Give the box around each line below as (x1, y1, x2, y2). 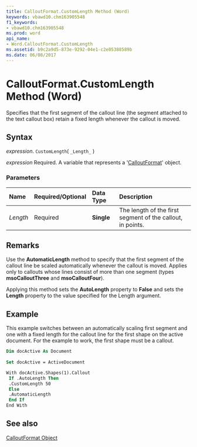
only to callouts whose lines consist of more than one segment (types (6, 269, 174, 276)
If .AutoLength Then (8, 375, 59, 381)
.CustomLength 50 (8, 381, 51, 387)
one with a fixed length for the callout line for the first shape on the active (6, 331, 184, 338)
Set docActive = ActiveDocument (6, 359, 85, 366)
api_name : (6, 36, 30, 42)
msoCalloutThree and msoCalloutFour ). (6, 274, 104, 281)
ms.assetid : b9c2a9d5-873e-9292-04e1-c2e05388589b (6, 47, 133, 53)
